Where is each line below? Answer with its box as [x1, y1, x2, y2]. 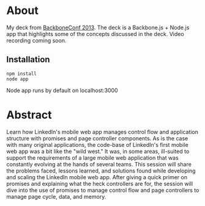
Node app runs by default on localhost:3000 [6, 87, 118, 94]
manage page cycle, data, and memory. [6, 193, 106, 200]
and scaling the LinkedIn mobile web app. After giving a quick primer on [6, 173, 188, 180]
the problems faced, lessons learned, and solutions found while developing [6, 167, 196, 174]
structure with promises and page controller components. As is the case [6, 135, 188, 142]
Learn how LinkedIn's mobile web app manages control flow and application [6, 128, 199, 135]
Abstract [6, 108, 52, 122]
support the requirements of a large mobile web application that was [6, 154, 179, 162]
